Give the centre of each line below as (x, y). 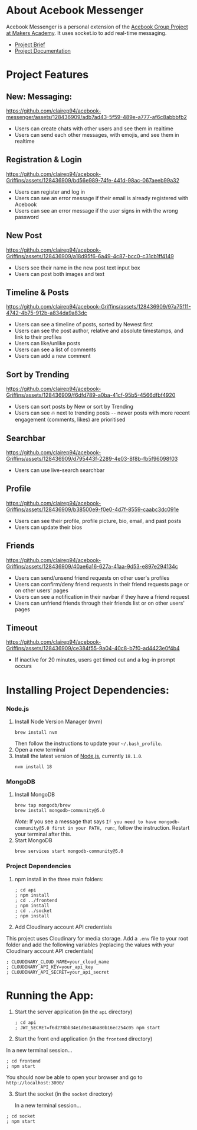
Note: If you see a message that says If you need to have (86, 821)
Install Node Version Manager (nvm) (58, 721)
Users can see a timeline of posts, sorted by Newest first (84, 325)
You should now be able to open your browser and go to (74, 1077)
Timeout (22, 628)
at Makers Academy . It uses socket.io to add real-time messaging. (86, 33)
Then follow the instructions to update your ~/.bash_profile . (88, 743)
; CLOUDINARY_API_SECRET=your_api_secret (58, 972)
